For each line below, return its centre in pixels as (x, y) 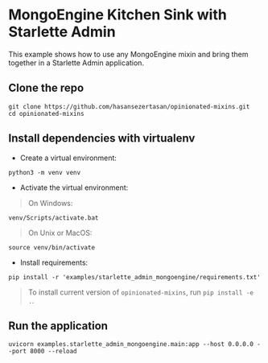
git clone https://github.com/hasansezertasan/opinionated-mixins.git (129, 106)
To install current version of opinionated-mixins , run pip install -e (140, 292)
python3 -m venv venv (45, 172)
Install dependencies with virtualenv (102, 138)
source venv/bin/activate (52, 247)
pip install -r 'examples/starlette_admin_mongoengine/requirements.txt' (135, 277)
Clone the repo (46, 88)
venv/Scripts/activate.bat (54, 218)
